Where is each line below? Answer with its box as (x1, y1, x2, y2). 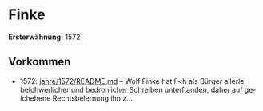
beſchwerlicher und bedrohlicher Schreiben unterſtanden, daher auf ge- (19, 85, 257, 94)
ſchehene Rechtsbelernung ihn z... (19, 93, 133, 103)
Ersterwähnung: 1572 (8, 32, 81, 42)
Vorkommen (8, 55, 71, 69)
